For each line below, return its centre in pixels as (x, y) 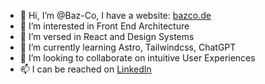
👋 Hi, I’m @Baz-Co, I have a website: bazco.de (115, 15)
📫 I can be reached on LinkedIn (85, 69)
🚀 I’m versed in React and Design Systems (107, 36)
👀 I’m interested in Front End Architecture (104, 26)
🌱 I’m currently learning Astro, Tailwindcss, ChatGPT (128, 47)
